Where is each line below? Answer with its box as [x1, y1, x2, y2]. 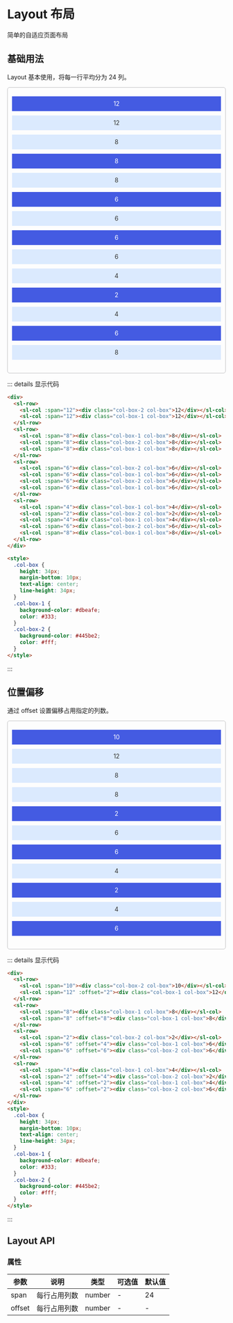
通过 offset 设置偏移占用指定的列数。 [7, 706, 112, 714]
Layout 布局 [7, 6, 75, 22]
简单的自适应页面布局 [7, 31, 68, 39]
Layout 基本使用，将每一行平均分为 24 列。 [7, 72, 130, 81]
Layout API [7, 1235, 55, 1247]
